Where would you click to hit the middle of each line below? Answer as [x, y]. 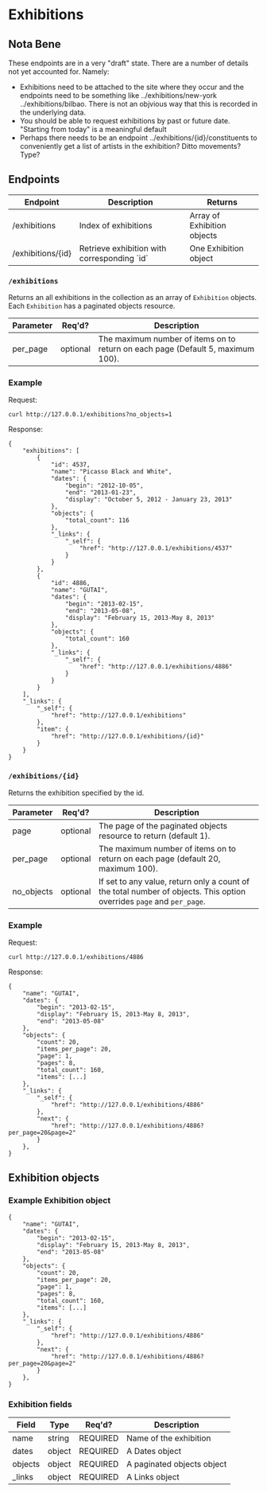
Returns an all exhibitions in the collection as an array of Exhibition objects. [132, 298]
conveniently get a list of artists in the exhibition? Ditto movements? [130, 146]
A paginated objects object [177, 1464]
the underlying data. [53, 112]
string [58, 1438]
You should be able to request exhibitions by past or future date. [125, 121]
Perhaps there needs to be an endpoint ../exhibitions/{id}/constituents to [138, 138]
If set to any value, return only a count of [174, 881]
